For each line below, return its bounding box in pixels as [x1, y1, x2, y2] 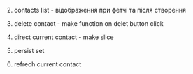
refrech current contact [13, 60, 82, 68]
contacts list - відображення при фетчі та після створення [13, 6, 187, 14]
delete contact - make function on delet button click [13, 20, 164, 27]
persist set [13, 47, 45, 54]
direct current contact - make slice [13, 33, 114, 41]
